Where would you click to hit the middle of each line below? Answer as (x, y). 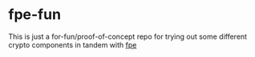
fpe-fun (35, 15)
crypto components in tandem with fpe (73, 44)
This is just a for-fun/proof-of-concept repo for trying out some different (127, 36)
